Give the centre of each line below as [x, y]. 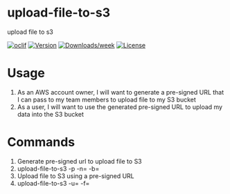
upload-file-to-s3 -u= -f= [53, 183]
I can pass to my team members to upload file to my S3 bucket [106, 99]
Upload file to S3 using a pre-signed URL [76, 176]
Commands [41, 142]
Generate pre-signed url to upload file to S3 [79, 161]
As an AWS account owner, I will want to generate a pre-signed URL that [121, 92]
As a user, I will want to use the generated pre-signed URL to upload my [120, 107]
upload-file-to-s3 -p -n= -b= [58, 168]
